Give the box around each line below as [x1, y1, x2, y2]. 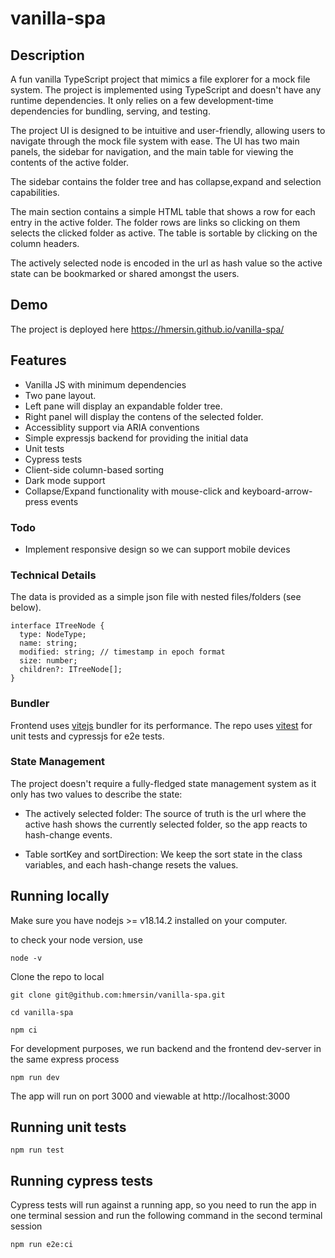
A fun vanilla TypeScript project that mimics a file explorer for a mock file [10, 73, 311, 85]
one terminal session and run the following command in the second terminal [10, 1210, 323, 1222]
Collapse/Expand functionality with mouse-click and [24, 485, 240, 497]
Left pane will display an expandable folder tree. [24, 400, 223, 412]
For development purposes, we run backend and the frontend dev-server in [10, 1042, 322, 1054]
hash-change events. [24, 828, 113, 841]
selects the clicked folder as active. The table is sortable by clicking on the [10, 227, 318, 239]
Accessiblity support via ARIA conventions [24, 421, 200, 433]
